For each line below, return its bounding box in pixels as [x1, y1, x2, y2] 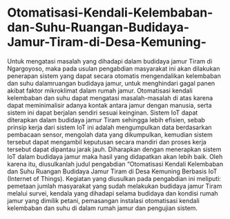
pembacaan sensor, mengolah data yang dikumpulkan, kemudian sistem [7, 130, 213, 139]
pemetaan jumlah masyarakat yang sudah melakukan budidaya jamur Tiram [7, 182, 222, 190]
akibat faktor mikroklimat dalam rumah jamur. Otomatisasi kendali [7, 86, 193, 95]
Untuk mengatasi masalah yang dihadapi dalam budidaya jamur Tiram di [7, 57, 213, 65]
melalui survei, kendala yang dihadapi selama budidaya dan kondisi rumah [7, 189, 219, 198]
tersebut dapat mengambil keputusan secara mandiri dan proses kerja [7, 137, 207, 146]
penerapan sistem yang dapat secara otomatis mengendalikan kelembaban [7, 71, 221, 80]
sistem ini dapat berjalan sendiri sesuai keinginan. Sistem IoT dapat [7, 108, 198, 117]
